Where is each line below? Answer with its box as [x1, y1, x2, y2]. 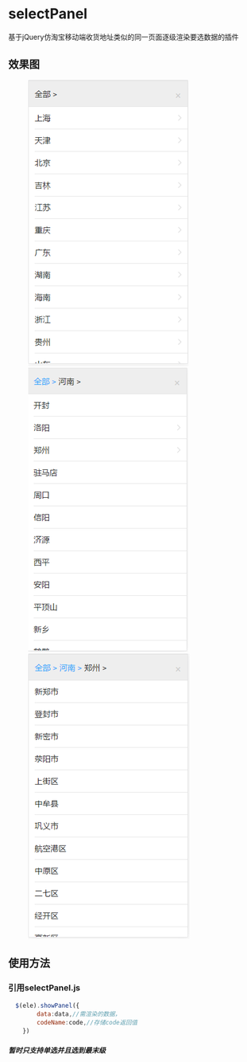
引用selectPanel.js [8, 982, 81, 993]
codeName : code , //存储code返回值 [37, 1019, 137, 1027]
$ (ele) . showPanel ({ [15, 1001, 80, 1010]
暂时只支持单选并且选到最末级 [8, 1045, 106, 1055]
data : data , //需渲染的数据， [37, 1010, 122, 1018]
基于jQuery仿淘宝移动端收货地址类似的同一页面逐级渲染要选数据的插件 [8, 32, 239, 41]
